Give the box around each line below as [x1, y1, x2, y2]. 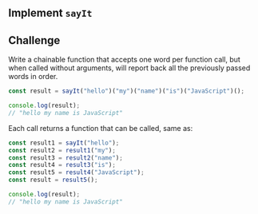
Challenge [8, 34, 61, 47]
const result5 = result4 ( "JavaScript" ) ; [8, 168, 145, 176]
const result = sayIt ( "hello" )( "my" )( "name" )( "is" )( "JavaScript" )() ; [8, 87, 245, 95]
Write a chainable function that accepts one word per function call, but [8, 55, 241, 65]
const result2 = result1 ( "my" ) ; [8, 146, 116, 154]
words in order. [8, 72, 58, 81]
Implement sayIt [8, 6, 93, 20]
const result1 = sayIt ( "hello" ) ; [8, 139, 120, 147]
